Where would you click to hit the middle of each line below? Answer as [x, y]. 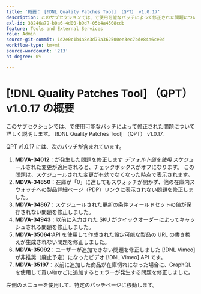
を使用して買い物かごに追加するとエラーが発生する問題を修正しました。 [104, 272]
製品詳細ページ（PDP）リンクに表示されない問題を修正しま [120, 189]
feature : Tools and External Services [55, 29]
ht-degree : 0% [24, 57]
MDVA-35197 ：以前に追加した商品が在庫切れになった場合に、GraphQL [103, 265]
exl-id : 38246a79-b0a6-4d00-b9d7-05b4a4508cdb [65, 23]
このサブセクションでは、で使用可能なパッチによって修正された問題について [100, 126]
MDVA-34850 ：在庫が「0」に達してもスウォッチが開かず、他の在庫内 [102, 182]
